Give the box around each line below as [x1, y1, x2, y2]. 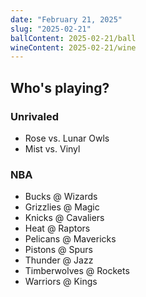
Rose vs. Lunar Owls [24, 132, 110, 144]
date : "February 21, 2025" [10, 14, 123, 25]
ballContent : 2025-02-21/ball [10, 33, 137, 43]
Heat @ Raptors [24, 222, 91, 235]
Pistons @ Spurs [24, 244, 93, 256]
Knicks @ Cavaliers [24, 212, 105, 224]
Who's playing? [10, 79, 110, 96]
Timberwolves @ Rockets [24, 265, 130, 277]
